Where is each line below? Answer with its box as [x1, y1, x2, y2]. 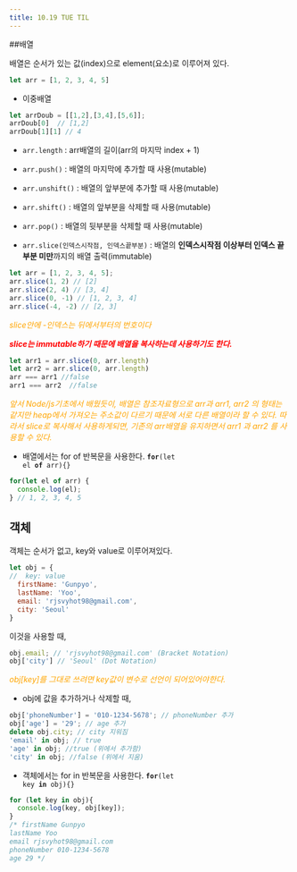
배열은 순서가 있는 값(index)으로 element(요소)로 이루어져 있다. [9, 57, 230, 68]
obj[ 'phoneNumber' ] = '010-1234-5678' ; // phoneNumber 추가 [9, 711, 234, 720]
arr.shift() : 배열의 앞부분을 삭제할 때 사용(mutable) [21, 202, 211, 213]
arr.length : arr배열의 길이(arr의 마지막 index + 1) [21, 145, 201, 156]
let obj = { [9, 563, 54, 572]
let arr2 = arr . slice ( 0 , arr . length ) [9, 364, 150, 374]
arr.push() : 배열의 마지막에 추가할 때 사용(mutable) [21, 164, 207, 174]
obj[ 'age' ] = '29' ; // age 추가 [9, 719, 127, 729]
